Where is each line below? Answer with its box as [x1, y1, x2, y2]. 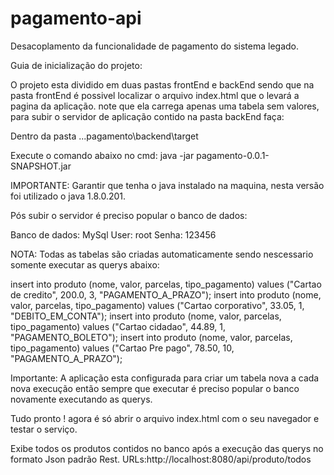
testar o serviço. [10, 423, 78, 435]
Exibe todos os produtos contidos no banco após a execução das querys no [10, 442, 324, 454]
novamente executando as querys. [10, 393, 153, 405]
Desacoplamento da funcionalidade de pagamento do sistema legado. [10, 40, 300, 52]
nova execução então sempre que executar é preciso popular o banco [10, 382, 300, 394]
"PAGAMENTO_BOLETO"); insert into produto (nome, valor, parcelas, [10, 331, 293, 343]
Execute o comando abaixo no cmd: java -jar [10, 149, 195, 161]
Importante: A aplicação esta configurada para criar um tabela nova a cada [10, 372, 320, 384]
